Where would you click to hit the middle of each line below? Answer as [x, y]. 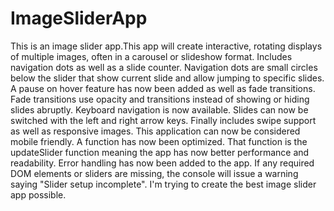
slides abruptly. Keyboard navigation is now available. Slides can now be [159, 109]
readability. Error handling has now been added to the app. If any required [162, 163]
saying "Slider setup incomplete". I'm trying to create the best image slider [163, 184]
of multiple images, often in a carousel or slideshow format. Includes [151, 56]
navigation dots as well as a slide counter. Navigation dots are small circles [164, 67]
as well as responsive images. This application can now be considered [155, 131]
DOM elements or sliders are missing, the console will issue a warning [154, 173]
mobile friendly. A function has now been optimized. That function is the [159, 141]
